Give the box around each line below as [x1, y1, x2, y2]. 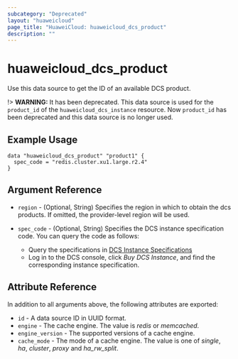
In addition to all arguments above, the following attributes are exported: [7, 299, 219, 309]
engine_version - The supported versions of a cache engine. [17, 328, 195, 337]
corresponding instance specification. [28, 260, 140, 269]
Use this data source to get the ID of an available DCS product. [7, 84, 191, 93]
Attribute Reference [7, 281, 97, 293]
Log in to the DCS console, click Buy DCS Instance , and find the [28, 253, 215, 261]
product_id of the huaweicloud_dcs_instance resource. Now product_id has [7, 106, 227, 114]
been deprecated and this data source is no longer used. [7, 113, 173, 121]
